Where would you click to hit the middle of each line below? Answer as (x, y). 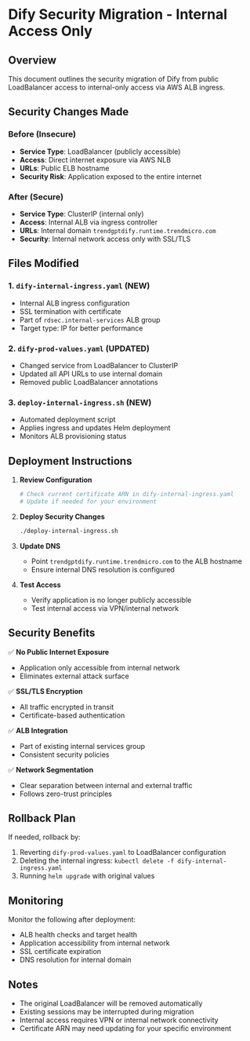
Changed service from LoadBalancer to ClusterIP (99, 365)
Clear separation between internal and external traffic (106, 785)
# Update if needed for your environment (88, 501)
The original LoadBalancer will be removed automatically (111, 1003)
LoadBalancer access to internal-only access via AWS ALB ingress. (117, 87)
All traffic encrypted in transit (67, 707)
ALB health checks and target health (78, 935)
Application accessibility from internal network (94, 943)
